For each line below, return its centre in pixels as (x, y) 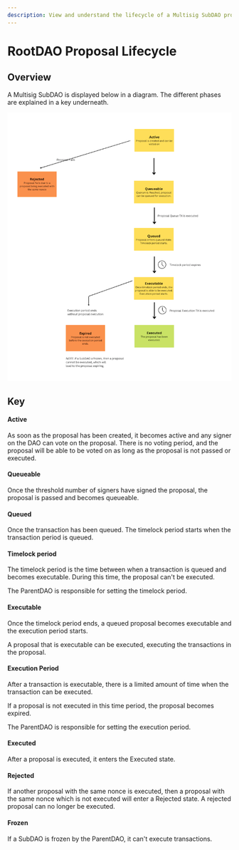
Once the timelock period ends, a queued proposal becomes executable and (119, 623)
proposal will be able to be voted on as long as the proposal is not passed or (119, 450)
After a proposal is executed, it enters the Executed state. (91, 760)
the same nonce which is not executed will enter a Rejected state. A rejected (119, 799)
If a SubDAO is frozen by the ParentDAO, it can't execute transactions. (110, 839)
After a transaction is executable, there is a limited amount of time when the (118, 684)
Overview (30, 77)
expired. (20, 713)
